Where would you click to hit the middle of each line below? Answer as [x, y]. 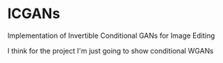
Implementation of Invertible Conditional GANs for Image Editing [111, 35]
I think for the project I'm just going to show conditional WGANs [111, 50]
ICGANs [34, 14]
